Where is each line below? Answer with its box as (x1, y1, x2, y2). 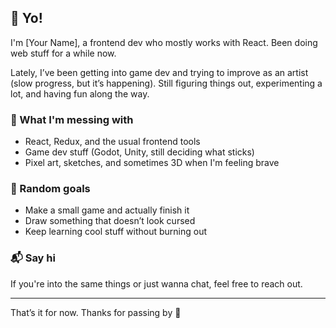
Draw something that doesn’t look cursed (24, 215, 196, 227)
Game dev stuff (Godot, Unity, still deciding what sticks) (24, 146, 255, 158)
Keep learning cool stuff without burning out (24, 226, 208, 238)
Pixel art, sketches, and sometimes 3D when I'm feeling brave (24, 157, 280, 169)
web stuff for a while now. (10, 47, 117, 59)
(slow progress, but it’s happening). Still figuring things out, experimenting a (10, 77, 323, 89)
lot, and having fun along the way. (10, 87, 150, 100)
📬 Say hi (10, 251, 56, 265)
